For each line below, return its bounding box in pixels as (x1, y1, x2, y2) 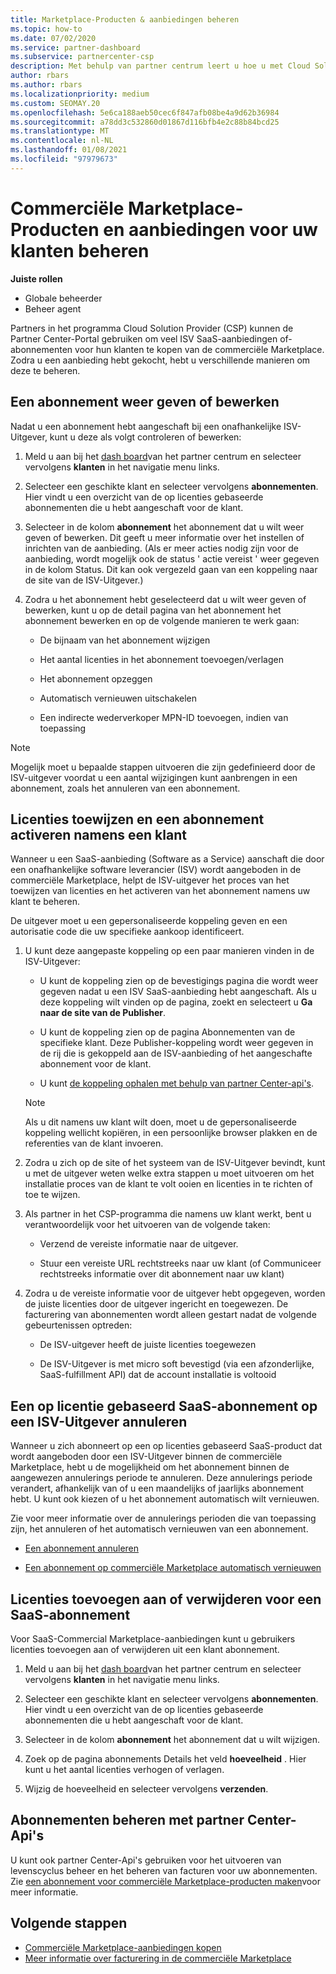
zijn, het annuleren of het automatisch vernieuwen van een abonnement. (10, 1523, 309, 1535)
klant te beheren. (10, 896, 80, 908)
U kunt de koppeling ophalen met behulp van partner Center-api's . (39, 1077, 315, 1090)
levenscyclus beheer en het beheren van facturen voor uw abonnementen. (10, 1864, 318, 1876)
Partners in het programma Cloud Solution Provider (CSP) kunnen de (10, 322, 294, 334)
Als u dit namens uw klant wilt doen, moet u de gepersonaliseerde (24, 1116, 297, 1128)
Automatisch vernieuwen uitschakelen (39, 692, 197, 704)
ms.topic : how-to (10, 24, 83, 34)
